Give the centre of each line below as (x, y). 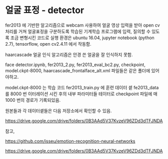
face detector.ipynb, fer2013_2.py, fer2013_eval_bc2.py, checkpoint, (75, 64)
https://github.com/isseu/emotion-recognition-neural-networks (70, 141)
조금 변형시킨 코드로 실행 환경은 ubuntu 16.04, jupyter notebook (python (82, 38)
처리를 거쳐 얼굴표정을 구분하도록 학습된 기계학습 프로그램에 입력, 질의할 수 (78, 31)
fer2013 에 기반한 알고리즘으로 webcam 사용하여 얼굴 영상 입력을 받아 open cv (82, 25)
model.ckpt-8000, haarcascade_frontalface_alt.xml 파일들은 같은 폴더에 (78, 70)
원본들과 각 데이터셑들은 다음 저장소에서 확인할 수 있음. (58, 110)
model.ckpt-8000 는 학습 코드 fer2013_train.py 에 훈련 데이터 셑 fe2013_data (82, 87)
